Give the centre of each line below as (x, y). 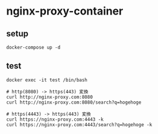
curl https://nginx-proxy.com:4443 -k (55, 119)
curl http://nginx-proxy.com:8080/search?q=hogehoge (74, 102)
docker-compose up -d (33, 47)
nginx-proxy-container (65, 11)
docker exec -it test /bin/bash (47, 80)
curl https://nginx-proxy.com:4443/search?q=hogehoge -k (79, 125)
